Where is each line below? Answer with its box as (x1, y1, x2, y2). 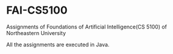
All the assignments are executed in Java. (6, 41, 110, 48)
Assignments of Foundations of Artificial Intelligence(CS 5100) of (6, 23, 168, 30)
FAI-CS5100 (6, 4, 68, 17)
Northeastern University (6, 29, 66, 36)
